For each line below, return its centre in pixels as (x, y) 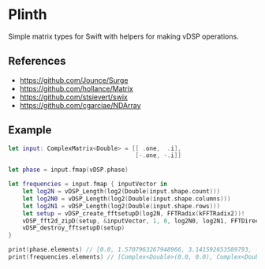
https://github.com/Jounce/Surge (74, 80)
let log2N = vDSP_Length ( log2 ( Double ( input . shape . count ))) (121, 192)
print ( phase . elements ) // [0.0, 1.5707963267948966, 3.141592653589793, (130, 250)
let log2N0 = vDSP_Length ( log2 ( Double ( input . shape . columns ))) (127, 199)
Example (30, 131)
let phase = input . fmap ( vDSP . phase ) (68, 170)
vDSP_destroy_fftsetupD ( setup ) (74, 228)
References (37, 61)
